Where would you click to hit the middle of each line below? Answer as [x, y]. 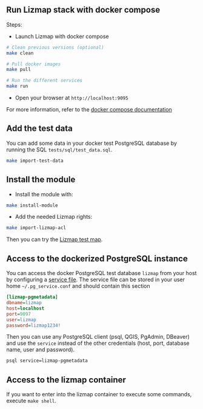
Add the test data [39, 129]
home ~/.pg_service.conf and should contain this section [78, 286]
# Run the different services [45, 81]
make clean [20, 53]
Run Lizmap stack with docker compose [83, 10]
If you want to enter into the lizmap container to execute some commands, [99, 394]
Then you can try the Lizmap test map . [55, 239]
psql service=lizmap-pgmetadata [47, 361]
